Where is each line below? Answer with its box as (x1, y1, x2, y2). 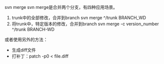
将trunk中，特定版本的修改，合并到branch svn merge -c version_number (11, 21, 159, 27)
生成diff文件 (11, 47, 36, 53)
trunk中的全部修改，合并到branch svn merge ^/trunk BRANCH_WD (11, 15, 146, 21)
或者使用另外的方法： (4, 36, 48, 42)
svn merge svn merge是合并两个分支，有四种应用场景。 (4, 4, 118, 10)
